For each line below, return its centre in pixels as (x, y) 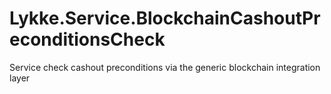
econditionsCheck (87, 39)
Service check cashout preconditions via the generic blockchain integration (165, 67)
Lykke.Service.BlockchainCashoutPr (165, 18)
